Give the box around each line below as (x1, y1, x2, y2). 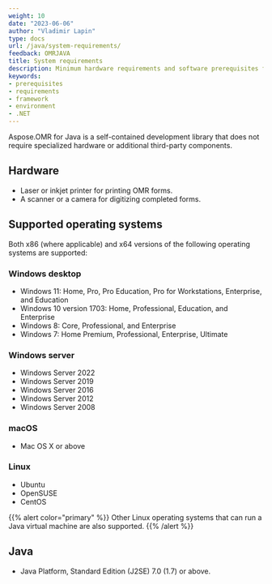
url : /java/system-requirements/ (8, 42, 121, 50)
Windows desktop (8, 268, 82, 279)
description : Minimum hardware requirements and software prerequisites (8, 65, 259, 73)
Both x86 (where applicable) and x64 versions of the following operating (8, 239, 251, 249)
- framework (8, 95, 49, 103)
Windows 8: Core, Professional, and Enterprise (19, 321, 176, 330)
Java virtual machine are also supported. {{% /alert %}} (8, 521, 194, 531)
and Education (19, 295, 69, 305)
